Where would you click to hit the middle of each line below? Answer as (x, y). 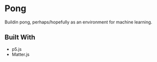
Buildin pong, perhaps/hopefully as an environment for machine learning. (78, 22)
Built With (20, 37)
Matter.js (21, 54)
